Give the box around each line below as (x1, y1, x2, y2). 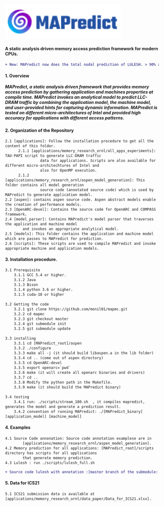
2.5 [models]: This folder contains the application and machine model (5, 231, 154, 237)
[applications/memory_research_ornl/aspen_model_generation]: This (5, 178, 145, 183)
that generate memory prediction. (22, 455, 93, 460)
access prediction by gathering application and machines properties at (5, 89, 154, 95)
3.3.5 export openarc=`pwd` (14, 365, 71, 370)
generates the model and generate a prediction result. (5, 405, 121, 409)
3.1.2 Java (14, 278, 36, 283)
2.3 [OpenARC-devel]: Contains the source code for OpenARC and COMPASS (5, 207, 156, 212)
